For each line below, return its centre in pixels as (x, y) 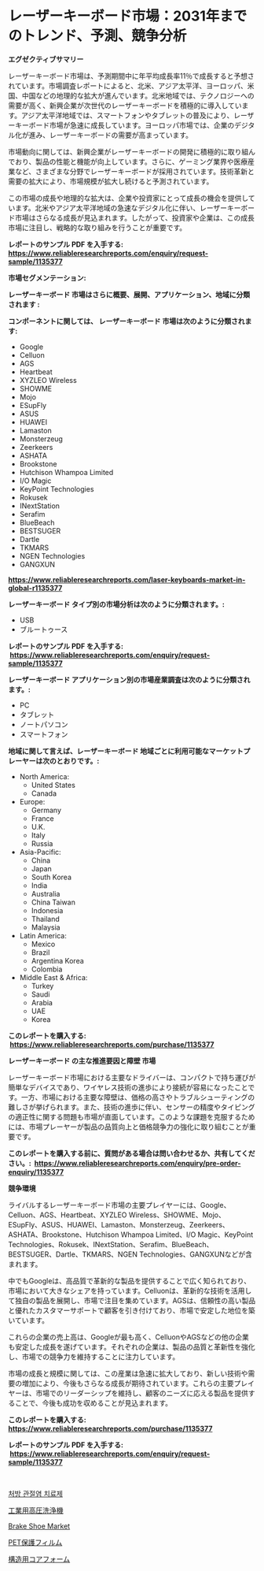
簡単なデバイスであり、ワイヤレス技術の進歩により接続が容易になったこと (128, 1087)
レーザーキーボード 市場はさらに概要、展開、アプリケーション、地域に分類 (129, 294)
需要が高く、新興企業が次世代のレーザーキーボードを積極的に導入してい (125, 105)
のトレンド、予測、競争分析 (97, 36)
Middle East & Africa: (53, 977)
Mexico (43, 944)
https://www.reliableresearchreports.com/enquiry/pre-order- (137, 1163)
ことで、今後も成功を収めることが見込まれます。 (93, 1402)
